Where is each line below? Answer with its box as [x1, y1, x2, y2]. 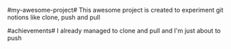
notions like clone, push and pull [7, 13, 100, 21]
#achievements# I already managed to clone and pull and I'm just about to [7, 27, 221, 35]
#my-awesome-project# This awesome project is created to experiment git [7, 6, 224, 14]
